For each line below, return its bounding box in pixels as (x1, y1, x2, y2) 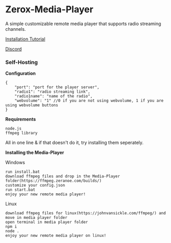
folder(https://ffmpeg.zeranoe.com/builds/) (5, 178, 102, 184)
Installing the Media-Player (5, 150, 65, 156)
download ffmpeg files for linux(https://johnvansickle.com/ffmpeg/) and (5, 211, 166, 216)
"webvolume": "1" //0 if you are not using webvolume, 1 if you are (14, 98, 164, 104)
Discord (5, 46, 22, 52)
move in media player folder (5, 215, 68, 220)
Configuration (5, 70, 36, 76)
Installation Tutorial (5, 36, 46, 42)
